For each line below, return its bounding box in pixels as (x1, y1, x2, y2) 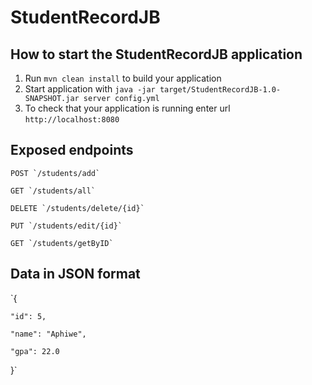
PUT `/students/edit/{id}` (10, 221, 123, 231)
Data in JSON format (10, 266, 141, 283)
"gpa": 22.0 (10, 346, 60, 356)
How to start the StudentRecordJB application (10, 46, 303, 63)
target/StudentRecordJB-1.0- (159, 85, 282, 95)
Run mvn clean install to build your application (24, 72, 222, 84)
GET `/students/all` (10, 186, 97, 196)
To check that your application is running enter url (24, 102, 231, 114)
